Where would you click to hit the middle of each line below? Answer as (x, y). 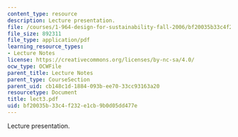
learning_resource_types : (45, 47)
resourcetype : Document (42, 93)
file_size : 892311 (34, 34)
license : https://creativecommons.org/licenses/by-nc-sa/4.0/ (101, 60)
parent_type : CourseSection (49, 79)
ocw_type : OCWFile (34, 66)
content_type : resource (42, 14)
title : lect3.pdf (33, 100)
